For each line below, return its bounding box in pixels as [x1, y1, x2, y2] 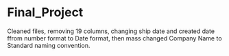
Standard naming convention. [7, 41, 91, 49]
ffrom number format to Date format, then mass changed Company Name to [7, 34, 222, 42]
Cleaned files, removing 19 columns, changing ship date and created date [7, 27, 215, 35]
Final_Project [7, 5, 84, 20]
